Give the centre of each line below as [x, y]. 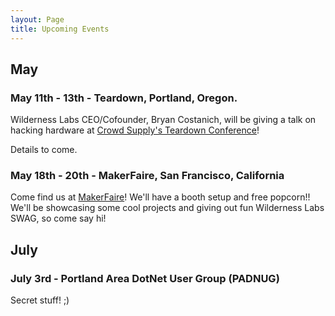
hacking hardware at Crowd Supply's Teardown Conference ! [135, 130]
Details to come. [44, 150]
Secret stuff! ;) [40, 300]
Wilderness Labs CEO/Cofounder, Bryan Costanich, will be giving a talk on [163, 120]
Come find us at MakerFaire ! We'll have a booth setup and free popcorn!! [160, 197]
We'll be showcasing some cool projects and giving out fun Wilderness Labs [167, 208]
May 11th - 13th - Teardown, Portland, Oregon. [124, 98]
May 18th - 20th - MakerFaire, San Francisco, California [147, 176]
